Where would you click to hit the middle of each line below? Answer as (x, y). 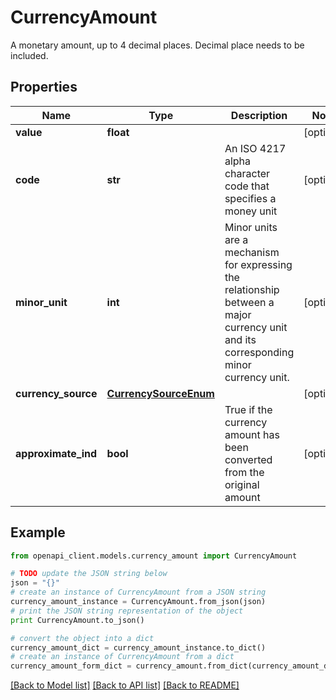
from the (244, 472)
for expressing (258, 264)
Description (259, 115)
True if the (248, 409)
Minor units (251, 227)
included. (29, 55)
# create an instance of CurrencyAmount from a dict (122, 657)
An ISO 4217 (255, 148)
